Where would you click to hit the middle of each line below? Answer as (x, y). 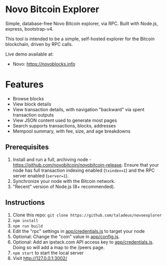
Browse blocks (28, 98)
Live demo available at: (29, 54)
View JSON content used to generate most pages (65, 120)
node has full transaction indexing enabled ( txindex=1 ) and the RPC (83, 170)
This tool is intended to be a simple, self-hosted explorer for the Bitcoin (80, 39)
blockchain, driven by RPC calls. (39, 44)
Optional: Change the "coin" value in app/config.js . (66, 236)
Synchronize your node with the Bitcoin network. (64, 181)
